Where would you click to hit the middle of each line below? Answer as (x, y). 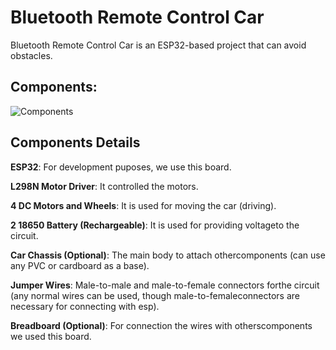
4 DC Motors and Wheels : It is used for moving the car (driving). (143, 205)
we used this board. (51, 336)
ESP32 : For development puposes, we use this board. (121, 167)
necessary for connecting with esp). (85, 306)
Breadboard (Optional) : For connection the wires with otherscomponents (161, 325)
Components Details (75, 142)
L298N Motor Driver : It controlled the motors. (104, 186)
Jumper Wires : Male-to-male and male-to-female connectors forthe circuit (165, 285)
